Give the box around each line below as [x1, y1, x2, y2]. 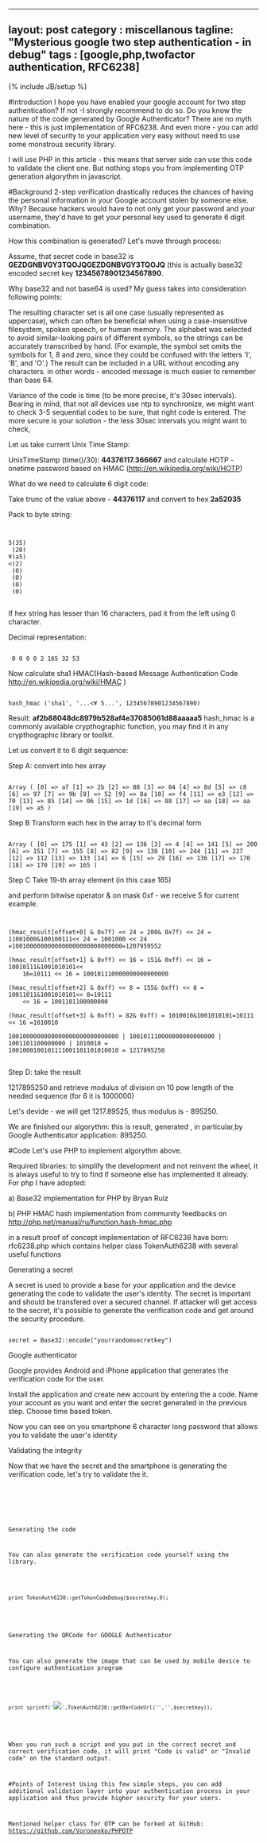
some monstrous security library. [8, 139, 117, 149]
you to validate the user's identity [8, 1430, 118, 1439]
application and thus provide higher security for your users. [8, 1795, 222, 1802]
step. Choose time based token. [8, 1406, 113, 1416]
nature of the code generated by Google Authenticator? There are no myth [8, 114, 253, 123]
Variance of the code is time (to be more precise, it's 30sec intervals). [8, 390, 237, 400]
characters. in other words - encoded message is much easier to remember [8, 366, 256, 376]
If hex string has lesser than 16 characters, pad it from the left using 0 [8, 609, 236, 618]
